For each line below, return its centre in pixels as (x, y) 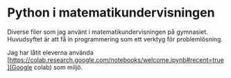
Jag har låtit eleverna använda (50, 52)
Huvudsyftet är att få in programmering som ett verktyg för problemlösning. (115, 39)
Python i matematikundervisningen (111, 13)
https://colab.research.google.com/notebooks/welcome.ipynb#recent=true (117, 59)
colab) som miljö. (58, 67)
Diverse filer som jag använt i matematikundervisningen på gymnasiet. (108, 32)
